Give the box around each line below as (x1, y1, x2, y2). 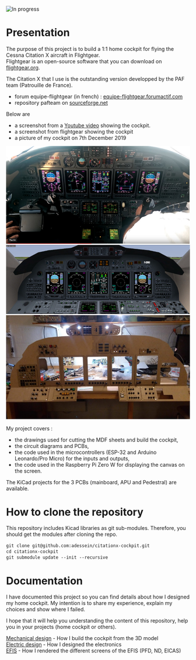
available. (6, 485, 29, 492)
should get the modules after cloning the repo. (6, 531, 118, 538)
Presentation (6, 26, 70, 39)
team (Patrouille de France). (6, 81, 73, 88)
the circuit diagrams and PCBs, (14, 442, 89, 449)
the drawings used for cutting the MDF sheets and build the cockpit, (14, 436, 178, 443)
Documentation (6, 574, 83, 587)
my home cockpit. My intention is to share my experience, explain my (6, 600, 173, 607)
